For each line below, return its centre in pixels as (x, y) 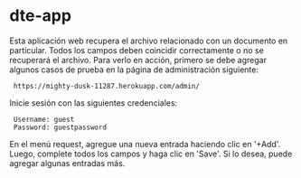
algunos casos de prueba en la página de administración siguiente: (134, 70)
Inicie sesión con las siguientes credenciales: (94, 103)
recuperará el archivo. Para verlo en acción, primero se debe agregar (138, 60)
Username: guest (44, 119)
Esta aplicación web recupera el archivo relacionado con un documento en (149, 41)
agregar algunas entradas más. (67, 163)
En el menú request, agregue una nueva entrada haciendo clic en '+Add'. (145, 144)
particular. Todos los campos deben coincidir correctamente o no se (136, 50)
